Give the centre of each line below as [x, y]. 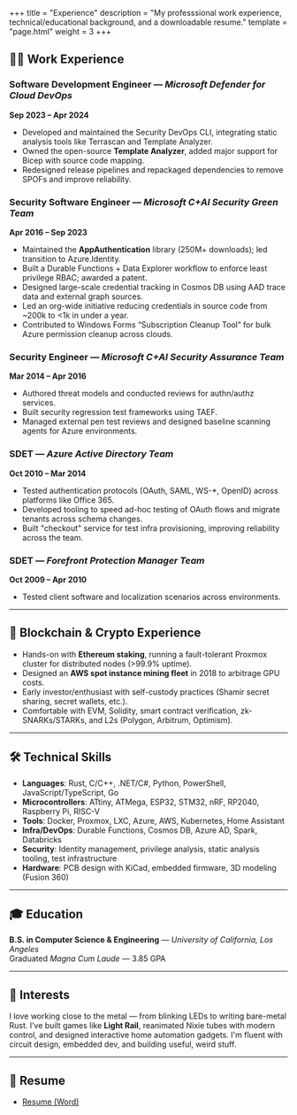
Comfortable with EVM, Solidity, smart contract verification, [130, 711]
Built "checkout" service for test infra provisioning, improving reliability [151, 528]
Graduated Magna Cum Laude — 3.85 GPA [88, 958]
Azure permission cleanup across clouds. [97, 334]
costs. [33, 682]
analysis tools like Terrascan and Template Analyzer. [118, 142]
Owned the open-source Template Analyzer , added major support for [150, 150]
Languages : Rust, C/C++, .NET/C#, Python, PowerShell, [124, 783]
